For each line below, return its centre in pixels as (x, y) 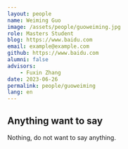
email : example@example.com (49, 46)
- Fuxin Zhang (40, 72)
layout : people (30, 14)
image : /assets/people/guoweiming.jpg (64, 27)
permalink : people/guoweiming (52, 86)
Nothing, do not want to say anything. (62, 137)
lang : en (20, 92)
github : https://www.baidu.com (53, 53)
